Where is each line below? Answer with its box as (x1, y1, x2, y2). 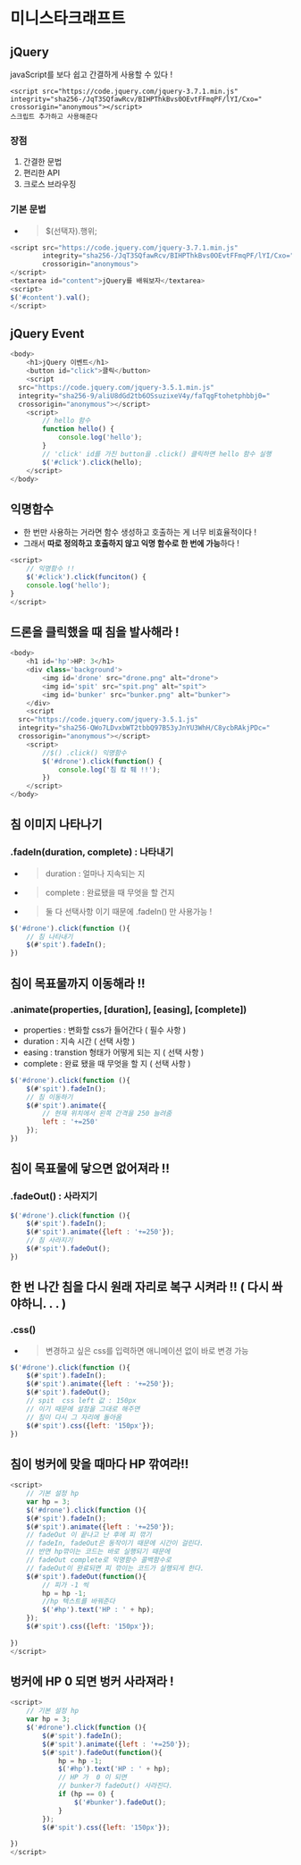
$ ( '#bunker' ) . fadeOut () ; (73, 1798, 167, 1807)
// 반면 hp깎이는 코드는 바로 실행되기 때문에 (26, 1548, 171, 1557)
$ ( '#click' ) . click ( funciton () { (26, 572, 146, 581)
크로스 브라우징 (22, 179, 77, 190)
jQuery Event (10, 325, 85, 341)
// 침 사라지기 (26, 1236, 73, 1245)
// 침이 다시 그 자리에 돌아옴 (26, 1413, 122, 1422)
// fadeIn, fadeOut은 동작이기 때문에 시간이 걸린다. (26, 1539, 205, 1548)
